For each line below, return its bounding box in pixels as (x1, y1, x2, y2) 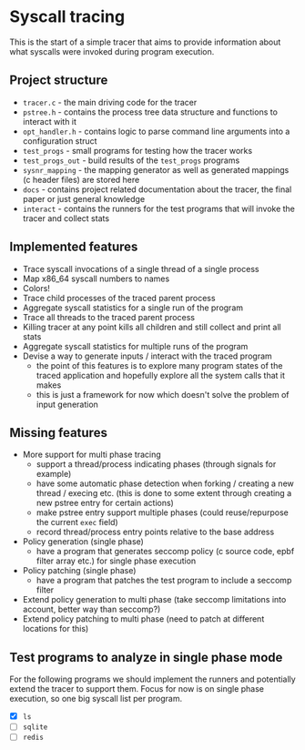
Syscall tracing (9, 6, 126, 27)
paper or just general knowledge (22, 193, 146, 204)
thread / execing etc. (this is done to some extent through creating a (36, 488, 292, 499)
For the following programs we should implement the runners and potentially (9, 674, 296, 684)
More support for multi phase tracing (22, 449, 161, 461)
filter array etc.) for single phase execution (36, 555, 197, 566)
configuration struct (22, 135, 97, 147)
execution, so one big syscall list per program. (9, 694, 183, 704)
